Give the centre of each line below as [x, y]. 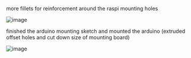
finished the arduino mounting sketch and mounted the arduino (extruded [96, 31]
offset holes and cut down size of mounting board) [68, 37]
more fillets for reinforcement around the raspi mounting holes [82, 8]
